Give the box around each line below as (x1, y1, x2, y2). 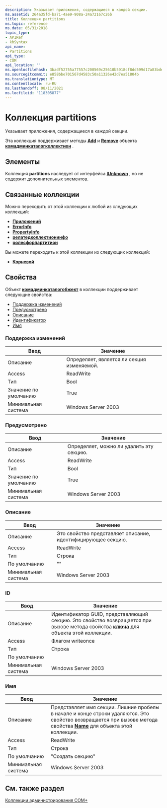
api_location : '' (5, 63, 41, 68)
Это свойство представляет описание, (56, 530, 151, 537)
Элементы (5, 157, 40, 166)
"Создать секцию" (50, 753, 95, 760)
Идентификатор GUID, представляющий (51, 610, 148, 617)
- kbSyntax (5, 40, 28, 45)
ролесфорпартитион (12, 239, 58, 245)
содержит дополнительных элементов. (5, 176, 88, 182)
